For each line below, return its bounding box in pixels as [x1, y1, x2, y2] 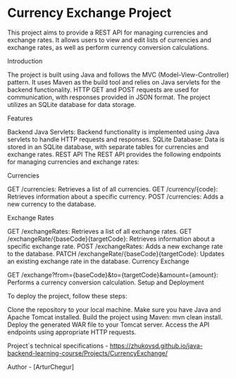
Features [7, 114, 33, 122]
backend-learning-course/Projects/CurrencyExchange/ [7, 348, 168, 357]
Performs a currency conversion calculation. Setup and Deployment [7, 278, 204, 286]
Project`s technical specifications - [7, 341, 108, 350]
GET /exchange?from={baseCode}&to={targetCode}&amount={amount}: [7, 270, 218, 279]
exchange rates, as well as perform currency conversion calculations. [7, 43, 209, 51]
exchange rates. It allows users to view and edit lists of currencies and [7, 35, 211, 44]
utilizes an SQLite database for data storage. [7, 100, 137, 108]
